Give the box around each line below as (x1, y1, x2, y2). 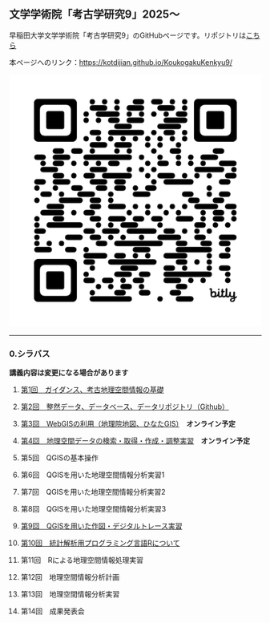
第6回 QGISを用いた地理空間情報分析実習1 (20, 470, 165, 479)
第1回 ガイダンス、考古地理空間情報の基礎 (20, 385, 164, 394)
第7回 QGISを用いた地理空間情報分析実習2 (20, 487, 167, 497)
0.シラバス (9, 348, 50, 359)
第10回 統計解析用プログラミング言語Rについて (20, 538, 180, 548)
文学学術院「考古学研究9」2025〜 (9, 7, 180, 22)
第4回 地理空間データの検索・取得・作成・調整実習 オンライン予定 (20, 436, 251, 446)
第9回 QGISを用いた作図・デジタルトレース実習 (20, 521, 183, 531)
